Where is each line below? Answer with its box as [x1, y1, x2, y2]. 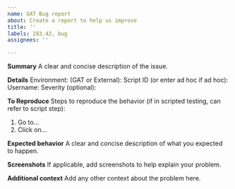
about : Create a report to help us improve [7, 17, 138, 24]
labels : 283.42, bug [7, 30, 68, 37]
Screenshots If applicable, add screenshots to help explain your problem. [7, 160, 222, 169]
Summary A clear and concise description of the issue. [7, 62, 168, 71]
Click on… [17, 126, 47, 134]
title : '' [7, 23, 37, 30]
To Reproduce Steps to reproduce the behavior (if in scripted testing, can [7, 97, 221, 106]
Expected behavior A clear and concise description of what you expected [7, 139, 223, 148]
